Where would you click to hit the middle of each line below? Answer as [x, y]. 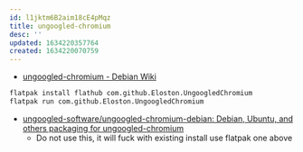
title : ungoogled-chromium [60, 26]
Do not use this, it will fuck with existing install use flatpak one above [164, 138]
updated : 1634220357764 [54, 43]
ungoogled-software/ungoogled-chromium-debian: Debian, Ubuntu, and [158, 119]
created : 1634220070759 [54, 51]
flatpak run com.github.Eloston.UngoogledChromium [107, 102]
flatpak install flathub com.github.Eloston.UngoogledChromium [131, 94]
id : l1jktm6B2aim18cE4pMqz [60, 18]
